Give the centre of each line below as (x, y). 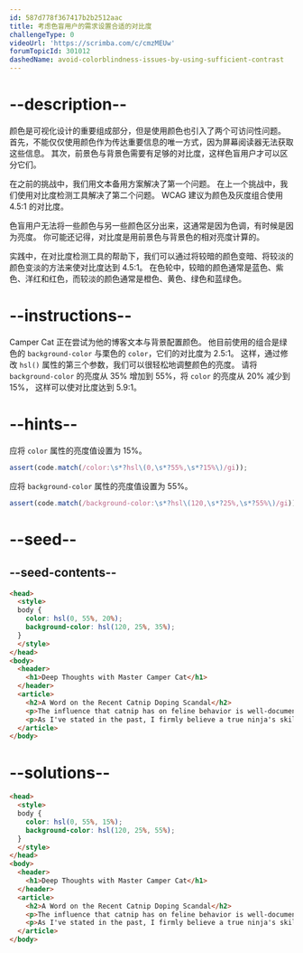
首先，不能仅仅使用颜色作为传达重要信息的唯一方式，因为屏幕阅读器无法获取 (151, 142)
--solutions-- (60, 773)
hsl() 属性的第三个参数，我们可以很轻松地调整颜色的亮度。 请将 (138, 364)
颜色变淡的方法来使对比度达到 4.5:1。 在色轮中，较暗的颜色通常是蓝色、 (143, 267)
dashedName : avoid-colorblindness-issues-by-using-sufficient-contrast (147, 60)
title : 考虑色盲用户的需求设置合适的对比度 (81, 26)
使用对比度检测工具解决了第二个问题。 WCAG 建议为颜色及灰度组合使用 (150, 194)
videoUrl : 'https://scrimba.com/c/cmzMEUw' (92, 43)
